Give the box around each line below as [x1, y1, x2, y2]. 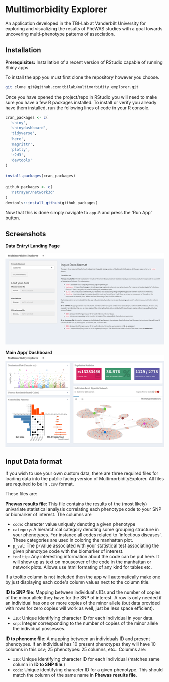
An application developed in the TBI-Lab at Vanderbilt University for [5, 20, 146, 26]
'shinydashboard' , [10, 125, 49, 131]
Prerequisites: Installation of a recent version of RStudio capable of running [5, 59, 163, 65]
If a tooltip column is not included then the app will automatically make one [5, 574, 160, 580]
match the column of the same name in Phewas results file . [12, 672, 137, 678]
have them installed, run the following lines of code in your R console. [5, 105, 150, 111]
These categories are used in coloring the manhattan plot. [12, 537, 134, 543]
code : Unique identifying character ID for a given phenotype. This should [12, 667, 163, 673]
